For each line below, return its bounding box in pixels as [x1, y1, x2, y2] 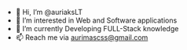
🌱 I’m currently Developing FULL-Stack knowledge [15, 24, 179, 33]
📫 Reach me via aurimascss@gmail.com [15, 33, 148, 42]
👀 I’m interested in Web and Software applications [15, 16, 178, 25]
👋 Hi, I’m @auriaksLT [15, 8, 83, 16]
